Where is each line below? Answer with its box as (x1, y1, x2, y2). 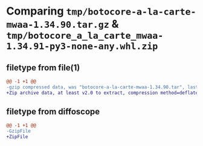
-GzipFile (6, 128, 31, 134)
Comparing (6, 4, 64, 18)
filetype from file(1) (6, 62, 80, 73)
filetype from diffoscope (6, 107, 100, 117)
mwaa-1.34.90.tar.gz (6, 19, 110, 31)
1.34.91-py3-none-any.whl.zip (6, 41, 158, 52)
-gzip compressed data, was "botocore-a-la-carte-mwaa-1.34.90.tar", (6, 84, 185, 90)
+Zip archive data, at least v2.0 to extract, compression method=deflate (6, 90, 199, 96)
